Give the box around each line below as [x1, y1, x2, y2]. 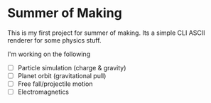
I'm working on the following [7, 50, 91, 58]
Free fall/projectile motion [17, 80, 93, 88]
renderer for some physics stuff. [7, 36, 102, 44]
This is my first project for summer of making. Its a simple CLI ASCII [7, 28, 205, 37]
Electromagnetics [17, 87, 70, 97]
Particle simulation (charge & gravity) [17, 63, 126, 72]
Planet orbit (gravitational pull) [17, 72, 107, 80]
